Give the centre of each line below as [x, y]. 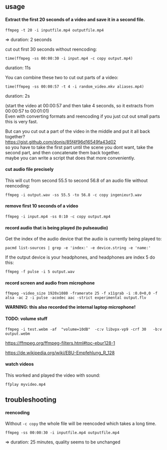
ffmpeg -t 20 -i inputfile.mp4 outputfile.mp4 [54, 30]
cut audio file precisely [29, 169]
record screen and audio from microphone [50, 283]
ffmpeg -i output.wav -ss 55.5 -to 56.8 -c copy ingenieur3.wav [73, 195]
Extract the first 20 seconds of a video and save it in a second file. [75, 19]
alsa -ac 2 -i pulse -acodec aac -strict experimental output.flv [76, 298]
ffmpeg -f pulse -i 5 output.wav [40, 272]
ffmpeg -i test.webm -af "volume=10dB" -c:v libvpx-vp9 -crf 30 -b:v [84, 329]
